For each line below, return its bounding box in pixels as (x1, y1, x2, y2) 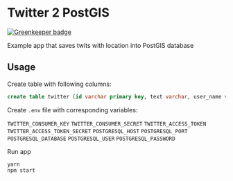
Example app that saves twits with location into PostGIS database (7, 41, 194, 49)
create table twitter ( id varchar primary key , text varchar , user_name (7, 93, 222, 100)
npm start (7, 166, 36, 174)
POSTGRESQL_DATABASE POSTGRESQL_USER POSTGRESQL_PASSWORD (7, 135, 175, 142)
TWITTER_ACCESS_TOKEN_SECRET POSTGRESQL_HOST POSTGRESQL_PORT (7, 128, 188, 135)
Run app (7, 147, 31, 155)
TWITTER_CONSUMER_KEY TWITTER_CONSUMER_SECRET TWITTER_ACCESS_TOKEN (7, 120, 207, 128)
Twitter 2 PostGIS (7, 5, 110, 21)
